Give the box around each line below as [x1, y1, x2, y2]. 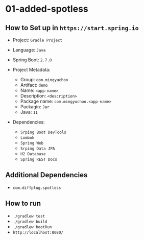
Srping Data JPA [20, 146, 55, 151]
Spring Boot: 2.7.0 [12, 57, 52, 63]
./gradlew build [12, 219, 47, 224]
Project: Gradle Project [12, 37, 63, 43]
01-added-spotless [5, 3, 88, 15]
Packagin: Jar [20, 104, 50, 110]
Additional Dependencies [5, 171, 88, 179]
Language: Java [12, 47, 46, 53]
